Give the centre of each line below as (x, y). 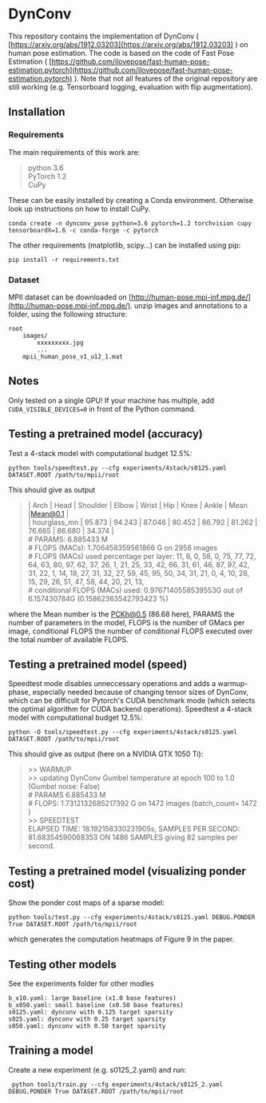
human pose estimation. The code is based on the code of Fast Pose (121, 53)
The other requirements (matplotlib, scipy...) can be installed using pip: (125, 245)
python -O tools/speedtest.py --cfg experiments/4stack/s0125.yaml (123, 732)
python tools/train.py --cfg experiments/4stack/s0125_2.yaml (117, 1084)
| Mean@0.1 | (48, 514)
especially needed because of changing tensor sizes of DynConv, (141, 692)
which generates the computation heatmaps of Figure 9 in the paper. (121, 939)
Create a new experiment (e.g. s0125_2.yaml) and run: (97, 1069)
